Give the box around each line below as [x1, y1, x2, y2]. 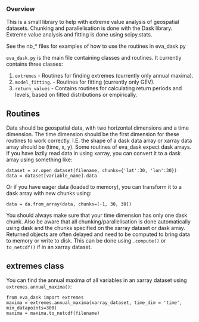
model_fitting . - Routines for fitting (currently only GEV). [14, 78, 155, 85]
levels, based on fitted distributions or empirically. [14, 91, 138, 99]
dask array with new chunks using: [6, 190, 92, 197]
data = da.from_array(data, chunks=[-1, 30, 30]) [6, 201, 132, 207]
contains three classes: [6, 60, 63, 68]
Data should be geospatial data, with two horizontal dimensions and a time [6, 124, 189, 131]
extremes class [6, 260, 64, 271]
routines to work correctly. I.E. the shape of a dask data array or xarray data [6, 137, 192, 145]
